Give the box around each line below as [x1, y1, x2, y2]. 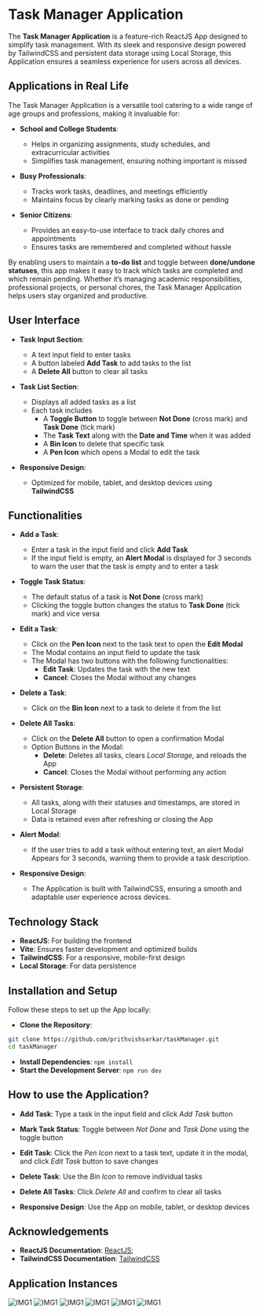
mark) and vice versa [31, 609, 100, 619]
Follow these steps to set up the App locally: [8, 1005, 152, 1014]
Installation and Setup [8, 984, 118, 998]
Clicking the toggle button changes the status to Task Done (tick [31, 601, 240, 610]
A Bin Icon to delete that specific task [42, 439, 165, 448]
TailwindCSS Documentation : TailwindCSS [19, 1254, 160, 1264]
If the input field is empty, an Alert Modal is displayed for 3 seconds [31, 553, 252, 563]
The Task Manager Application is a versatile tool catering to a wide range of [8, 100, 253, 109]
